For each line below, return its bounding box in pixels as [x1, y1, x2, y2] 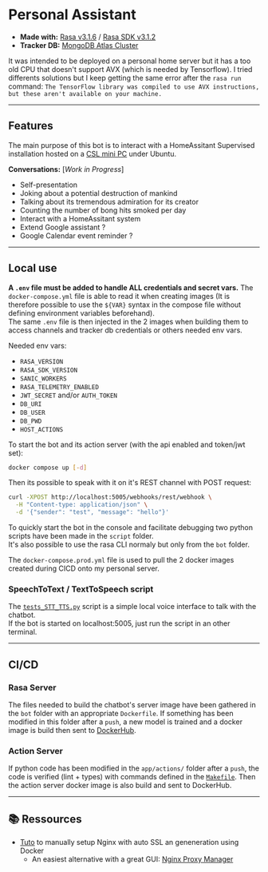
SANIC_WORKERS [19, 374, 67, 383]
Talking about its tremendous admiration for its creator [19, 197, 199, 206]
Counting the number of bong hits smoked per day [19, 205, 187, 215]
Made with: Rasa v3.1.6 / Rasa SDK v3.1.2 [19, 32, 156, 42]
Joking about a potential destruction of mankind [19, 188, 178, 197]
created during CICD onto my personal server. [8, 563, 160, 573]
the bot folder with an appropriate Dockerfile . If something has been [8, 709, 234, 719]
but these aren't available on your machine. [8, 90, 162, 98]
